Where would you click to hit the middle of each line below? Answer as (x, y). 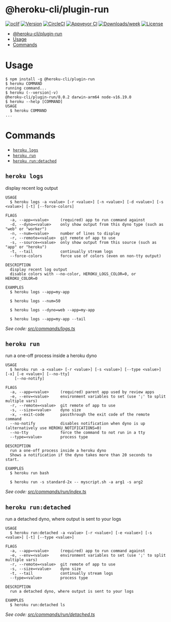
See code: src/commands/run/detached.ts (50, 615)
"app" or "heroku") (26, 247)
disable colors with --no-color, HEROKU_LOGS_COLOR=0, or (73, 274)
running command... (26, 88)
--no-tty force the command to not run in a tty (78, 433)
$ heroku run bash (30, 473)
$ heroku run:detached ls (38, 605)
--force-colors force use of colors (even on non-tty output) (85, 256)
